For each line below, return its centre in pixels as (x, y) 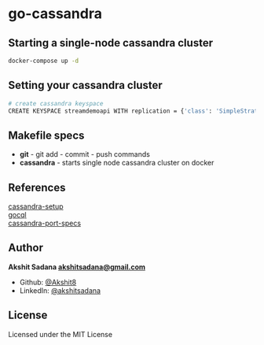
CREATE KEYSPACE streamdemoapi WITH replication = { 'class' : (110, 111)
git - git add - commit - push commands (85, 154)
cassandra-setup (36, 206)
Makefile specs (46, 135)
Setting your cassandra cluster (85, 85)
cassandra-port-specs (44, 223)
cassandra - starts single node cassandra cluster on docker (117, 163)
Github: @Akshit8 (48, 282)
